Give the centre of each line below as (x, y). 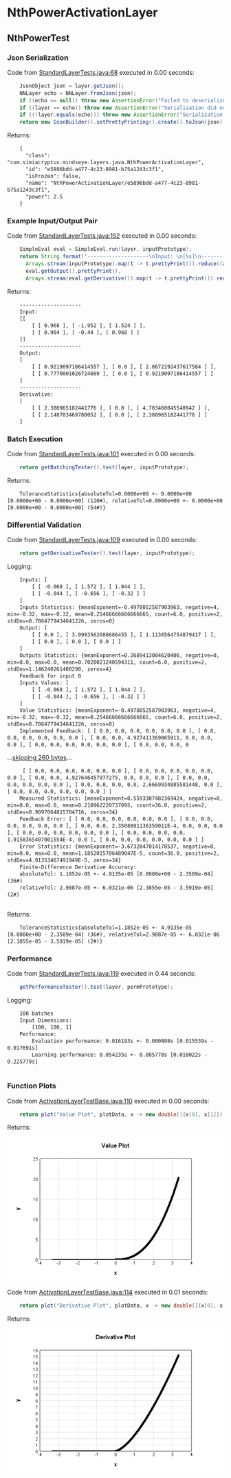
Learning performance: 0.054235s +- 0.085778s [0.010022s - (120, 1055)
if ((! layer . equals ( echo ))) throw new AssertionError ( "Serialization (121, 115)
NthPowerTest (38, 38)
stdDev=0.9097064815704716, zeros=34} (63, 812)
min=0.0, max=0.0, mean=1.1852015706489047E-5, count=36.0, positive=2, (113, 853)
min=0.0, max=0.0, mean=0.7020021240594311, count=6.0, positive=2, (107, 662)
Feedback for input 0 (50, 676)
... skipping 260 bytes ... (40, 758)
